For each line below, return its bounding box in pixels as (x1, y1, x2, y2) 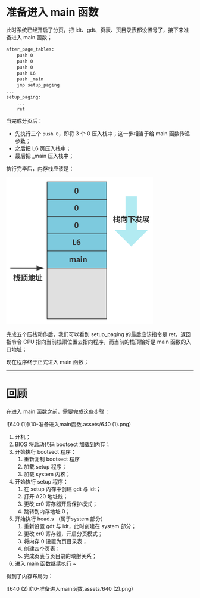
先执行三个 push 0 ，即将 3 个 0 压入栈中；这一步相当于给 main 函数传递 (14, 129, 190, 137)
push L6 (17, 70, 36, 76)
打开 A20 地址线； (23, 492, 68, 500)
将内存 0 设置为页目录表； (23, 537, 88, 544)
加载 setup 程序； (23, 463, 67, 470)
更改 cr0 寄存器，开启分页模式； (23, 530, 103, 537)
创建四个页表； (23, 545, 61, 552)
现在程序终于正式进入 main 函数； (6, 358, 89, 365)
